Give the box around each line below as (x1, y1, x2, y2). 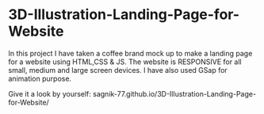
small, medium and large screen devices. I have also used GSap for (8, 65, 228, 74)
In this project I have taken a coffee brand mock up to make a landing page (8, 48, 253, 58)
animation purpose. (8, 74, 72, 83)
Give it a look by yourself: (8, 89, 91, 98)
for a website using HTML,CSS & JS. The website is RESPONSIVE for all (8, 57, 242, 66)
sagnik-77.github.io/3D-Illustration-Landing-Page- (92, 89, 256, 98)
